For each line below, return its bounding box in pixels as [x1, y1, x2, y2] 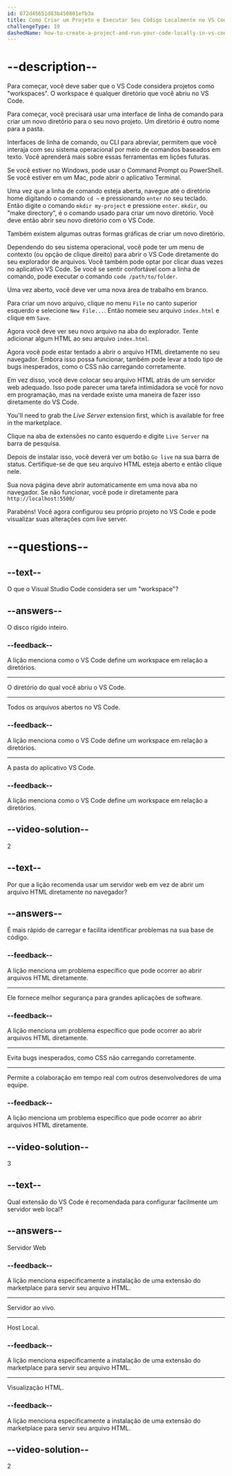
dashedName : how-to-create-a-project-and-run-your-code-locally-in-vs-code [7, 29, 230, 37]
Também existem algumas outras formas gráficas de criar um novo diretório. [7, 229, 225, 238]
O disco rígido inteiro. [7, 623, 69, 631]
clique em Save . [7, 314, 51, 322]
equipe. [7, 1080, 29, 1089]
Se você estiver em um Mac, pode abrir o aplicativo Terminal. [7, 173, 182, 182]
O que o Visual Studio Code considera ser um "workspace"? [7, 585, 179, 593]
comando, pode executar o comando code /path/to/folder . [7, 272, 177, 280]
